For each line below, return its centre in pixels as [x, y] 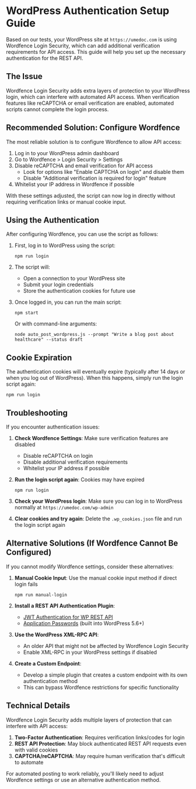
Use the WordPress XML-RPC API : [57, 634]
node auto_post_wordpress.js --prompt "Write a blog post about [94, 335]
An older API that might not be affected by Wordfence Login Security [106, 646]
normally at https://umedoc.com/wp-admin [64, 507]
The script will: [32, 267]
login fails [26, 584]
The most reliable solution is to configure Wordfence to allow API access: [94, 142]
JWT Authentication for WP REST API [68, 617]
